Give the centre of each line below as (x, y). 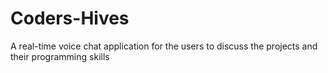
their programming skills (60, 56)
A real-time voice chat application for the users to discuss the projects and (164, 46)
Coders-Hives (70, 18)
